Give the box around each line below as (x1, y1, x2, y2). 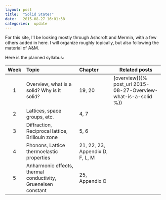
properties (26, 154, 50, 161)
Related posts (119, 66, 153, 73)
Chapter (79, 66, 99, 73)
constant (26, 187, 47, 194)
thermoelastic (26, 148, 58, 155)
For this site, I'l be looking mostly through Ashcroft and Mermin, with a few (5, 35, 157, 40)
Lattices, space (26, 107, 62, 114)
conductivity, (26, 175, 57, 182)
